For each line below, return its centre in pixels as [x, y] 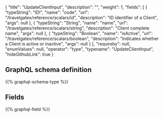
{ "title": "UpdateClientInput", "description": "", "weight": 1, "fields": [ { [76, 7]
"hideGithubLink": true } [29, 54]
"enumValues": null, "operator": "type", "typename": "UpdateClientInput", [80, 49]
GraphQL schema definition [48, 70]
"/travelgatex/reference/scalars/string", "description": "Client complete [77, 28]
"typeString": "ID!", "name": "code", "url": [47, 12]
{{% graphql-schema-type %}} [37, 81]
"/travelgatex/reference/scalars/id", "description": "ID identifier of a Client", [82, 18]
